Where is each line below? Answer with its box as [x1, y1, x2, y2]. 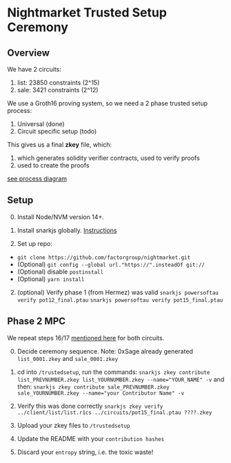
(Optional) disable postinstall [17, 267, 104, 276]
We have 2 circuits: [7, 65, 62, 73]
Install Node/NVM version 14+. [17, 212, 105, 221]
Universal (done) [17, 120, 65, 128]
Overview [7, 47, 50, 59]
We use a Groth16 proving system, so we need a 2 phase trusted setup [7, 99, 208, 107]
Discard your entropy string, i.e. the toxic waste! [17, 448, 154, 456]
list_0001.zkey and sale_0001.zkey [17, 354, 119, 362]
